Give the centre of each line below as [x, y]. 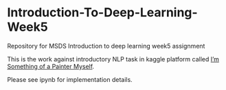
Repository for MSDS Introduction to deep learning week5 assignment [106, 46]
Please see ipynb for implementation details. [70, 79]
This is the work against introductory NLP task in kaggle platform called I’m [113, 59]
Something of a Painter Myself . [51, 66]
